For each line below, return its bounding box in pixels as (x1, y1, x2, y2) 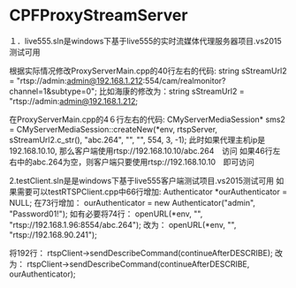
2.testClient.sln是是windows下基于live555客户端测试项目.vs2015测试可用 (9, 175, 275, 186)
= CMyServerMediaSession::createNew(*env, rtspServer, (9, 124, 218, 134)
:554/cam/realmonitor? (142, 75, 227, 86)
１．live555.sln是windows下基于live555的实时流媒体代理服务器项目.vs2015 (9, 35, 282, 46)
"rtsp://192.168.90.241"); (9, 229, 97, 239)
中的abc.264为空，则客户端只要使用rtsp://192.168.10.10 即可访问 (16, 156, 254, 167)
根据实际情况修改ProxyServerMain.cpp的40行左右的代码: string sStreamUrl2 (9, 65, 287, 76)
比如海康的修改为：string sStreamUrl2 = (98, 86, 245, 96)
